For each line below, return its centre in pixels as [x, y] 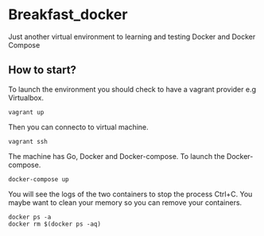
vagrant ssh [28, 141]
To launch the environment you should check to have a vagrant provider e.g [132, 89]
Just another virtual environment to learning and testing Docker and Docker [132, 37]
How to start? [43, 70]
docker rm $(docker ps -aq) [55, 224]
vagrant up [26, 112]
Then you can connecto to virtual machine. [78, 127]
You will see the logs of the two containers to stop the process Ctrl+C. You [130, 194]
